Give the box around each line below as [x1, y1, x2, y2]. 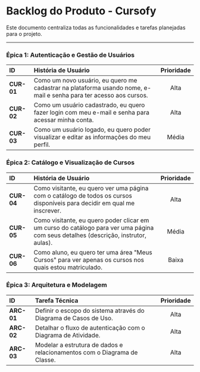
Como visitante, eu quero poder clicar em [33, 216, 149, 225]
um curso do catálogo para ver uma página [33, 223, 154, 232]
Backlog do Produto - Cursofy [6, 4, 157, 18]
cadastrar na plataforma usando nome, [33, 84, 143, 92]
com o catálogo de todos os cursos [33, 191, 133, 199]
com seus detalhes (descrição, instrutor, [33, 231, 147, 239]
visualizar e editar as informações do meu [33, 133, 151, 142]
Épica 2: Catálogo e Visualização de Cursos [6, 158, 135, 167]
